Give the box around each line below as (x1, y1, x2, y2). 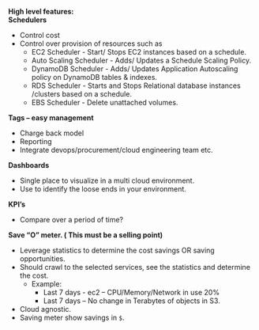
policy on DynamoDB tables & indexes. (31, 73, 158, 82)
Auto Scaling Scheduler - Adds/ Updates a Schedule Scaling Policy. (31, 55, 251, 65)
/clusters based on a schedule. (31, 89, 133, 98)
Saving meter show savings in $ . (19, 313, 125, 322)
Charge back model (19, 128, 84, 138)
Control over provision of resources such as (19, 39, 163, 48)
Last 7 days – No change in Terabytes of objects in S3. (43, 296, 221, 305)
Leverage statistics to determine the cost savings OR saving (19, 245, 215, 255)
